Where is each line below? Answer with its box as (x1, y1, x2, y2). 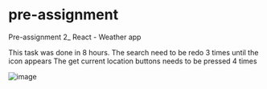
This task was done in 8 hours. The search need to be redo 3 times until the (8, 47, 259, 57)
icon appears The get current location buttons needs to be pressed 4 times (8, 56, 257, 66)
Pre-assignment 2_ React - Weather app (8, 32, 142, 42)
